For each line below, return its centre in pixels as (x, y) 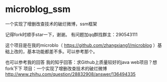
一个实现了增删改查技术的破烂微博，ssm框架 (51, 24)
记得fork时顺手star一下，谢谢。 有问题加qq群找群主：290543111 (71, 34)
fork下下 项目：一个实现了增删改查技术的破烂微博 (56, 68)
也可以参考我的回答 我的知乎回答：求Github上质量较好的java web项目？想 (81, 62)
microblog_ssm (38, 9)
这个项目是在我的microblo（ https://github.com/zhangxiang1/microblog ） (81, 45)
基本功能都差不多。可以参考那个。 (62, 51)
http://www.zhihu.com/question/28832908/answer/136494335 (70, 74)
